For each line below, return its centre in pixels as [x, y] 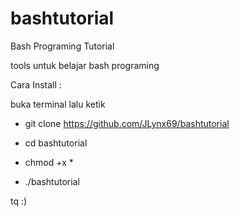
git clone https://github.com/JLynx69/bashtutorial [127, 123]
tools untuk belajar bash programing [85, 65]
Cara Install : [36, 84]
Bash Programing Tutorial [62, 46]
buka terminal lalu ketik [58, 104]
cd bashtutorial [56, 143]
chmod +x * [49, 162]
